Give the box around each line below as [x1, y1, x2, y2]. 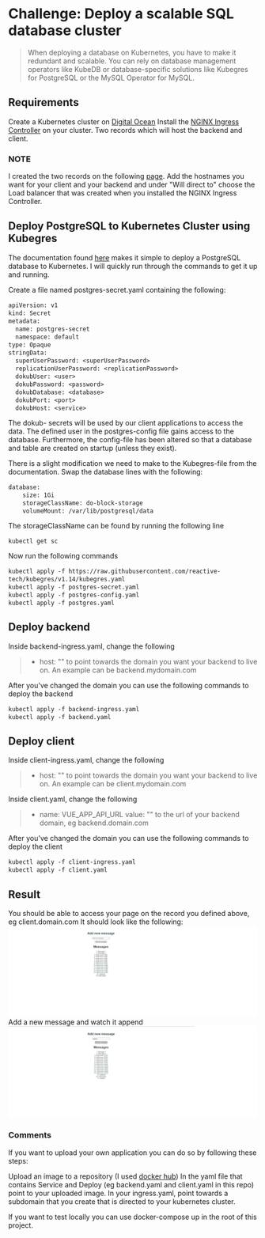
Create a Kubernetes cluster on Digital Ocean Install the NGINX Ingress [8, 116, 240, 127]
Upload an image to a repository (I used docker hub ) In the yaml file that [8, 1172, 243, 1181]
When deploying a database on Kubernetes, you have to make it [27, 47, 237, 57]
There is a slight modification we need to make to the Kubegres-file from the [8, 458, 257, 468]
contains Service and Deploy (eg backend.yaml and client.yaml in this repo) [8, 1179, 255, 1189]
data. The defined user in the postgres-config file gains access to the [8, 426, 235, 436]
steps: [8, 1156, 28, 1165]
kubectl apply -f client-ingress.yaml [8, 858, 136, 866]
